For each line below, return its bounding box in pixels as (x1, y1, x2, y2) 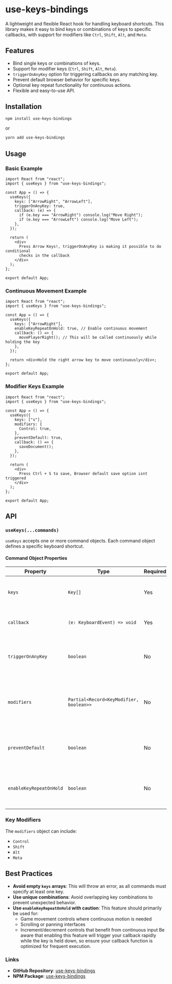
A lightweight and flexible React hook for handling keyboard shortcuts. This (5, 21, 164, 27)
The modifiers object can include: (5, 828, 77, 834)
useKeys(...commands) (5, 527, 59, 533)
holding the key (5, 339, 40, 345)
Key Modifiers (5, 816, 41, 824)
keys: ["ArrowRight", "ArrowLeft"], (14, 199, 93, 204)
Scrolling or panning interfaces (20, 921, 86, 927)
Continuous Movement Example (5, 287, 87, 294)
